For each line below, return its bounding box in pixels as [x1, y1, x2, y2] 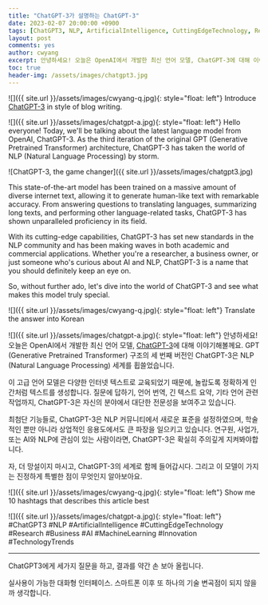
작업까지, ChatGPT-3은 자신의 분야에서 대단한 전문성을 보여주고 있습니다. [8, 397, 237, 407]
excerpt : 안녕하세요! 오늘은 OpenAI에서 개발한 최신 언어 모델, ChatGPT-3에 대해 [8, 57, 250, 65]
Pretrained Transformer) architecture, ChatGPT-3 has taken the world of [8, 142, 246, 152]
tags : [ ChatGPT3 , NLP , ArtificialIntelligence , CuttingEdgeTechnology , [8, 26, 251, 34]
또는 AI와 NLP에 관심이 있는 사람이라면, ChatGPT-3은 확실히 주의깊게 [8, 434, 225, 444]
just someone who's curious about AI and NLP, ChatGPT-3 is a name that [8, 257, 249, 266]
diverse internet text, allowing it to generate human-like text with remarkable [8, 190, 259, 200]
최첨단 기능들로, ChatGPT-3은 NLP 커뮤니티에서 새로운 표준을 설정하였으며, [8, 414, 244, 424]
